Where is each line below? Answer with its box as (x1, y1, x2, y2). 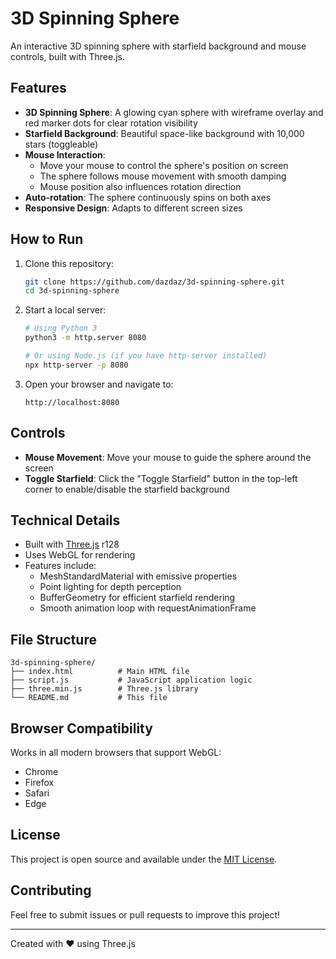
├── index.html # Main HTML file (10, 667, 190, 677)
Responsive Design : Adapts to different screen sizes (24, 202, 243, 214)
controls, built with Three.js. (10, 50, 125, 62)
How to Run (10, 231, 84, 248)
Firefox (24, 777, 55, 789)
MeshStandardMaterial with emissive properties (39, 570, 238, 582)
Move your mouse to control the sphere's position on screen (39, 159, 289, 171)
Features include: (24, 560, 97, 572)
